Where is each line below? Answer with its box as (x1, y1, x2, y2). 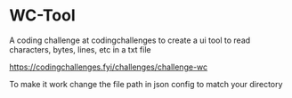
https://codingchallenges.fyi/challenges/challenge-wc (9, 61, 208, 72)
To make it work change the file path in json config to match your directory (9, 78, 283, 89)
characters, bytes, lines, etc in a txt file (9, 44, 151, 54)
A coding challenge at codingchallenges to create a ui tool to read (9, 35, 251, 45)
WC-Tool (9, 5, 76, 26)
